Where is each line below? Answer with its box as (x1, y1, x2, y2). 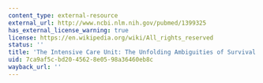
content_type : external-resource (8, 11, 118, 20)
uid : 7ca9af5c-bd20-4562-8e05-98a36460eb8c (8, 56, 154, 64)
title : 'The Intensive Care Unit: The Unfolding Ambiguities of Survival (8, 48, 257, 56)
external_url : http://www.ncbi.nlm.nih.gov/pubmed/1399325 (8, 19, 207, 27)
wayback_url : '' (8, 63, 62, 71)
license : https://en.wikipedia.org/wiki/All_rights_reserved (8, 33, 214, 42)
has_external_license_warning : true (8, 26, 129, 34)
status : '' (8, 41, 44, 49)
